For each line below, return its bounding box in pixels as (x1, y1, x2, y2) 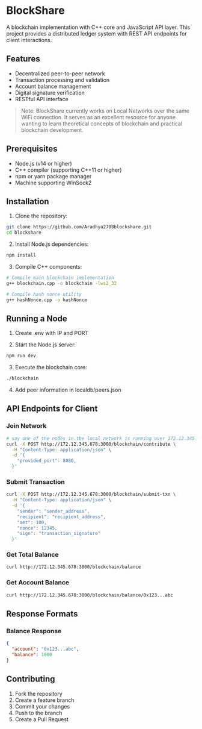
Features (6, 54, 40, 64)
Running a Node (6, 313, 67, 324)
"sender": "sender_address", (17, 508, 90, 514)
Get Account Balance (6, 578, 70, 587)
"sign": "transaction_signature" (17, 531, 101, 537)
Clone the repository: (14, 212, 68, 220)
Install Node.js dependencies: (14, 240, 89, 248)
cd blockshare (6, 230, 42, 236)
